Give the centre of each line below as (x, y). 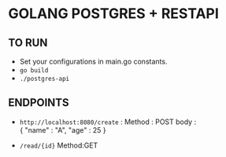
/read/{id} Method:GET (59, 145)
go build (34, 71)
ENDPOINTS (39, 103)
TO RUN (28, 43)
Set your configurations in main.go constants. (93, 61)
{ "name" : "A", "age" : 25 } (63, 130)
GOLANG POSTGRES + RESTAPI (113, 14)
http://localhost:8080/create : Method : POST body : (108, 122)
